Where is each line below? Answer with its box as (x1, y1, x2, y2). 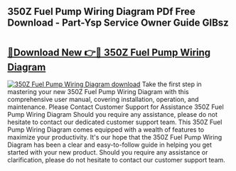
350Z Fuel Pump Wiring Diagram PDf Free (7, 6, 195, 18)
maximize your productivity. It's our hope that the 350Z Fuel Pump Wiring (7, 133, 222, 141)
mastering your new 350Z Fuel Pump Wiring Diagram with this (7, 88, 190, 95)
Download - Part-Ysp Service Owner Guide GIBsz (7, 17, 229, 29)
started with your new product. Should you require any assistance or (7, 148, 208, 156)
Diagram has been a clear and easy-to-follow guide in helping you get (7, 140, 212, 149)
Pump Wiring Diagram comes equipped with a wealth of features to (7, 125, 205, 134)
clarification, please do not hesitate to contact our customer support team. (7, 156, 225, 164)
